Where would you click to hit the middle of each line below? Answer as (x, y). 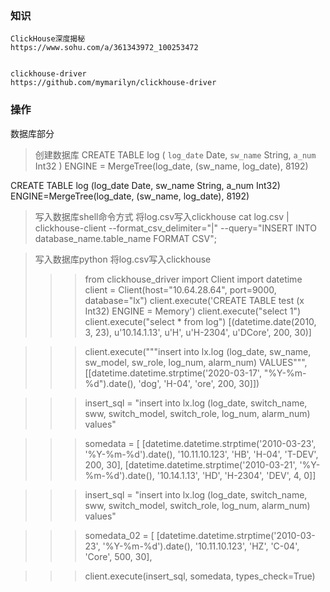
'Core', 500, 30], (118, 556)
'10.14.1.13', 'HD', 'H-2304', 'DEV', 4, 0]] (236, 475)
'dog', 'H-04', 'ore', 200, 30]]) (199, 383)
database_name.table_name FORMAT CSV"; (125, 238)
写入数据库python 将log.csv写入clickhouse (123, 259)
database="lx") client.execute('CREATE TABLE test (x (194, 300)
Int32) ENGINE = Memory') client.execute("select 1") (193, 311)
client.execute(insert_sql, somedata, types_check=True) (200, 576)
